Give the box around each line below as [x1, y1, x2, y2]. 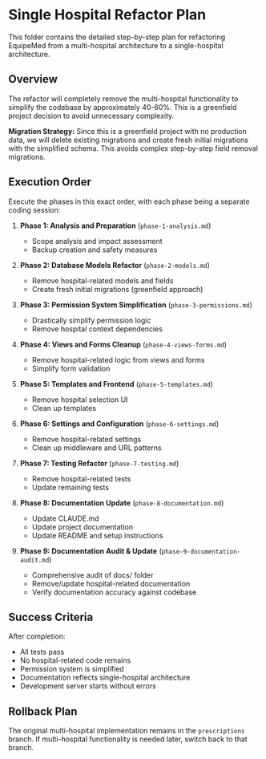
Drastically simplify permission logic [31, 315, 151, 325]
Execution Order [8, 175, 92, 189]
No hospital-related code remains [19, 655, 131, 665]
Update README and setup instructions [31, 530, 163, 540]
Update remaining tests [31, 482, 110, 492]
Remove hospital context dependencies [31, 323, 163, 334]
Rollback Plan [8, 704, 78, 718]
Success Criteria [8, 610, 94, 623]
